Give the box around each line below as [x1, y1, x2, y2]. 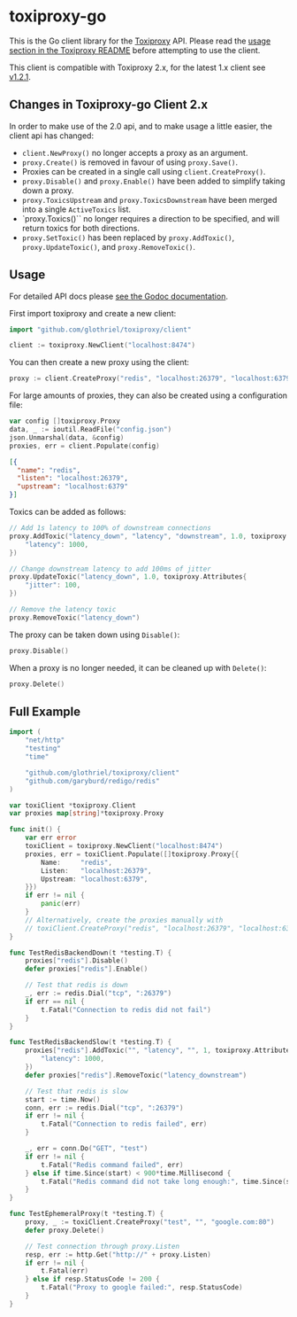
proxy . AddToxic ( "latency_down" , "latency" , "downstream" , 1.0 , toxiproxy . [9, 532, 291, 541]
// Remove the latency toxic [9, 605, 117, 614]
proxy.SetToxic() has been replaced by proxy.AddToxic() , [21, 232, 235, 243]
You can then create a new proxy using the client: [9, 357, 190, 368]
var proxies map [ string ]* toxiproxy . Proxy [9, 809, 164, 818]
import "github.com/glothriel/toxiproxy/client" [9, 325, 192, 334]
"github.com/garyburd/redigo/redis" [25, 776, 161, 785]
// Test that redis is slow [25, 1087, 128, 1095]
